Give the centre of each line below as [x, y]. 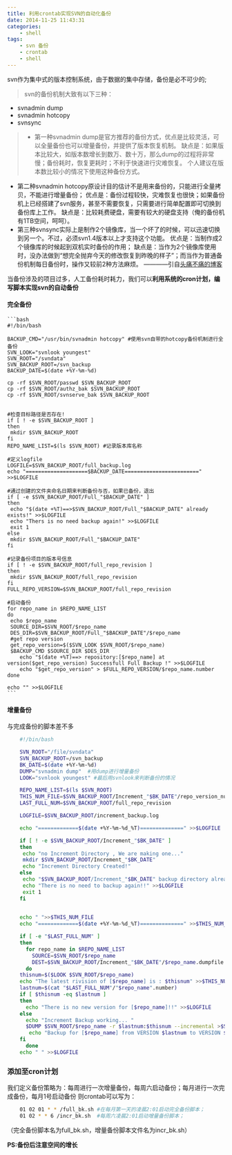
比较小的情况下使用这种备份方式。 [95, 171]
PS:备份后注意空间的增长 [42, 1145]
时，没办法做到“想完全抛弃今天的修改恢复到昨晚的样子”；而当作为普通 [117, 255]
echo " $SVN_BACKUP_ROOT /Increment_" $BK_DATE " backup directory [115, 879]
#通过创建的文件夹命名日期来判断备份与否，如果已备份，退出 [81, 491]
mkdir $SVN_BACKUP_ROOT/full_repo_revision [74, 577]
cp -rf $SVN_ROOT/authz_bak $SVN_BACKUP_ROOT [74, 388]
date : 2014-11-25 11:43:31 [46, 20]
